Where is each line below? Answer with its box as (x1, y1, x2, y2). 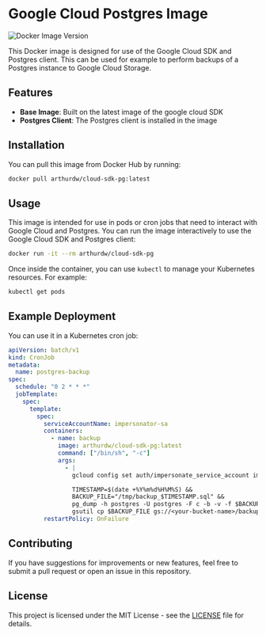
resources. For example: (8, 272, 87, 282)
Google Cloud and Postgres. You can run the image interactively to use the (8, 226, 252, 236)
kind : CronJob (8, 353, 55, 361)
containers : (43, 427, 83, 435)
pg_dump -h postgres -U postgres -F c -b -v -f (71, 500, 232, 508)
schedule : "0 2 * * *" (15, 383, 90, 391)
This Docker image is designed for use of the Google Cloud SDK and (8, 46, 232, 55)
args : (58, 456, 77, 464)
